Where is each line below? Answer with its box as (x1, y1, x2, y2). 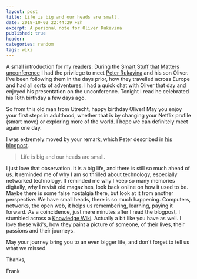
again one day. (6, 124, 42, 131)
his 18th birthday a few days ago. (6, 94, 86, 101)
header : (6, 36, 25, 42)
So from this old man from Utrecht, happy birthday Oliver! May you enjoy (6, 105, 182, 112)
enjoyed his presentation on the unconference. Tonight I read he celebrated (6, 88, 189, 95)
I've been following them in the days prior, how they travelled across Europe (6, 75, 190, 82)
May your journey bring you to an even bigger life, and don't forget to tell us (6, 238, 190, 246)
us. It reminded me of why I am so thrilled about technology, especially (6, 171, 178, 178)
